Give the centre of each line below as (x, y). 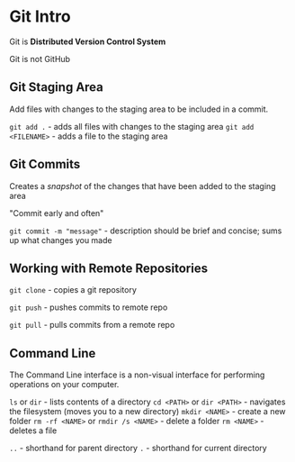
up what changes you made (61, 240)
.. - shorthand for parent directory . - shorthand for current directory (138, 448)
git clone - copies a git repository (73, 290)
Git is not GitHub (40, 59)
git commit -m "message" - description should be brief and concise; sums (146, 231)
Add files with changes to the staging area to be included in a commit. (139, 109)
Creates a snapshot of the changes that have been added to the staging (143, 186)
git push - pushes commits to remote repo (89, 307)
